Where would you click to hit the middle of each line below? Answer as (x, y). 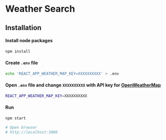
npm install (18, 51)
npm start (16, 118)
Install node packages (29, 41)
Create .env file (22, 63)
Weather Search (40, 9)
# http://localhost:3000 (31, 132)
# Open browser (21, 127)
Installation (23, 28)
